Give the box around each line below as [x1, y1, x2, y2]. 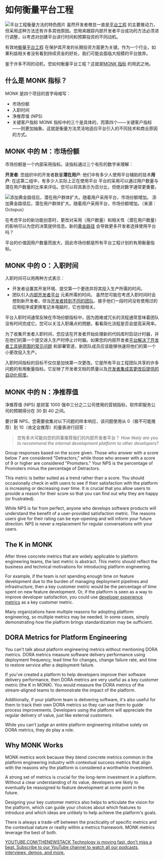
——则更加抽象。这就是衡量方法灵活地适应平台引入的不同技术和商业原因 [12, 125, 158, 131]
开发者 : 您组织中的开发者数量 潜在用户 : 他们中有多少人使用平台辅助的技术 [5, 172, 151, 177]
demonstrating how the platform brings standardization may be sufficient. [5, 619, 153, 625]
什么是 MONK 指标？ [5, 76, 67, 85]
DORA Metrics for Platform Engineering [5, 633, 127, 642]
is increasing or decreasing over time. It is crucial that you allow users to [5, 486, 150, 491]
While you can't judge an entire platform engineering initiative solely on [5, 721, 148, 728]
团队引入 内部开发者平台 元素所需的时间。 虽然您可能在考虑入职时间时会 [12, 292, 156, 298]
